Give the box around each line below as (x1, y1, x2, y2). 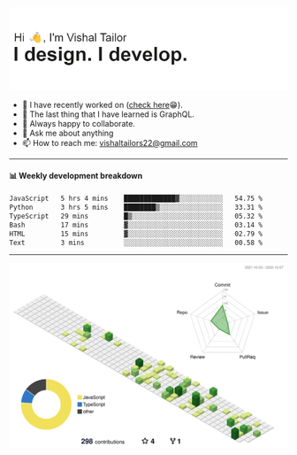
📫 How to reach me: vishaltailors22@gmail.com (21, 138, 198, 149)
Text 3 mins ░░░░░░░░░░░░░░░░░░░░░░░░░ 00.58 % (9, 238, 263, 248)
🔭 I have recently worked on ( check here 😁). (21, 100, 183, 111)
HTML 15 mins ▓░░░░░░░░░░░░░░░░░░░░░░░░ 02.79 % (9, 229, 263, 239)
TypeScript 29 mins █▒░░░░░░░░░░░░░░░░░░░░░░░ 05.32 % (9, 212, 263, 221)
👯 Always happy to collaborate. (21, 119, 135, 129)
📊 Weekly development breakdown (9, 170, 143, 181)
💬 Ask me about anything (21, 127, 114, 139)
